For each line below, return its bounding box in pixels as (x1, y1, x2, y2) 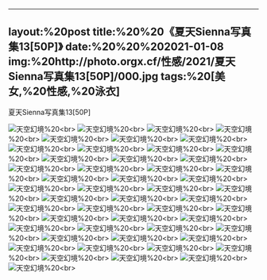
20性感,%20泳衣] (33, 85, 121, 98)
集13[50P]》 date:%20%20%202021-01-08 (8, 40, 224, 54)
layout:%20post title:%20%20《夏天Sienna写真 (8, 25, 252, 39)
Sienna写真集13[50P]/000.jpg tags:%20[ (8, 70, 215, 83)
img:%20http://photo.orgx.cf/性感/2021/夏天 (8, 55, 236, 68)
